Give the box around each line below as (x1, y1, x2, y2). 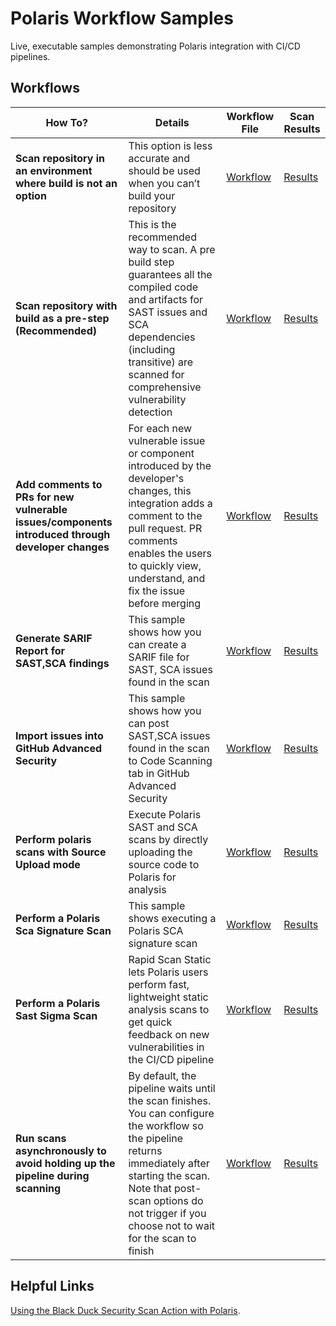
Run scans (15, 1131, 67, 1145)
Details (154, 115, 190, 129)
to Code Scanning (128, 753, 213, 767)
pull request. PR (128, 521, 203, 535)
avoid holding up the (15, 1156, 116, 1170)
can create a (128, 637, 187, 651)
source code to (128, 857, 200, 871)
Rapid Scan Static (128, 952, 212, 966)
